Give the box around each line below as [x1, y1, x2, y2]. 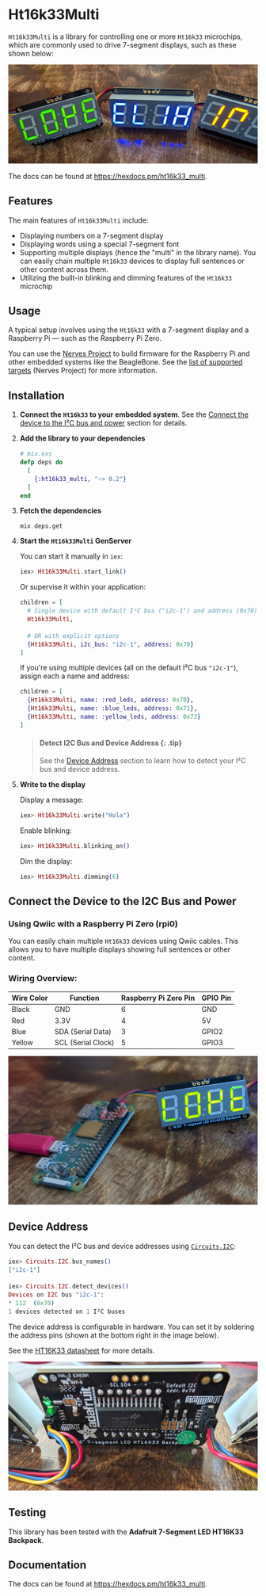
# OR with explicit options [27, 632, 120, 640]
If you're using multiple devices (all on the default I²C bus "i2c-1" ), [19, 663, 239, 673]
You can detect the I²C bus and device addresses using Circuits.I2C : [8, 1241, 236, 1250]
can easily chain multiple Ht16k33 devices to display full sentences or [19, 256, 245, 265]
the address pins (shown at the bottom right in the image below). [8, 1330, 219, 1340]
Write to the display [19, 780, 85, 789]
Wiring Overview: [8, 973, 78, 984]
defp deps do [19, 458, 63, 467]
